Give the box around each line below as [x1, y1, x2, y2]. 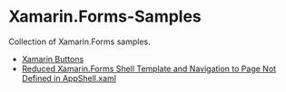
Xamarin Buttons [21, 53, 84, 64]
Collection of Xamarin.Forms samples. [8, 36, 151, 47]
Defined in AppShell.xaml [21, 72, 117, 83]
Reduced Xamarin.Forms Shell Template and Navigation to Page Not [21, 63, 277, 74]
